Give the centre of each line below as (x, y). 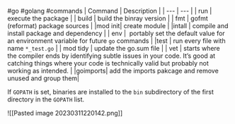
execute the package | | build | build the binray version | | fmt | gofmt (108, 18)
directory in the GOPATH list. (46, 99)
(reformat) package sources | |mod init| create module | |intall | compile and (118, 26)
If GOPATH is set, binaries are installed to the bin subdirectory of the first (110, 92)
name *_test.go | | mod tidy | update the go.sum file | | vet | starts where (114, 48)
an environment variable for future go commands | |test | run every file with (116, 41)
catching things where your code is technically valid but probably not (108, 63)
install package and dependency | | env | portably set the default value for (116, 33)
